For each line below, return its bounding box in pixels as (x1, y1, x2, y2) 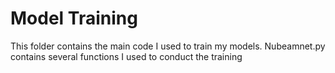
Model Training (10, 7, 138, 30)
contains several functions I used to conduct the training (10, 50, 243, 62)
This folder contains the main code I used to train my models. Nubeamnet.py (10, 40, 326, 52)
